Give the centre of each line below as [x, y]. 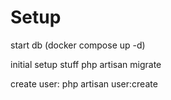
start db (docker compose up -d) [78, 45]
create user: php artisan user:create [84, 83]
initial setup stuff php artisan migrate [86, 64]
